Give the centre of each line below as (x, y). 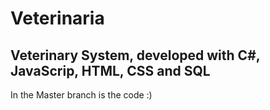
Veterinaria (57, 18)
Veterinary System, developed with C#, (135, 55)
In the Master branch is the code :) (81, 95)
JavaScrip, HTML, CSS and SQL (110, 70)
